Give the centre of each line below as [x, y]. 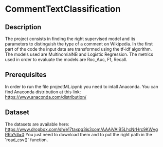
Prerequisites [26, 75]
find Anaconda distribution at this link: [43, 92]
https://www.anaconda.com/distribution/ [46, 97]
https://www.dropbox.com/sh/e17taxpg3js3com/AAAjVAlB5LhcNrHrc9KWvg [81, 129]
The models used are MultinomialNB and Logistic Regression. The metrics [79, 54]
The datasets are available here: [37, 124]
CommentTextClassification [63, 9]
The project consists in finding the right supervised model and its [70, 39]
